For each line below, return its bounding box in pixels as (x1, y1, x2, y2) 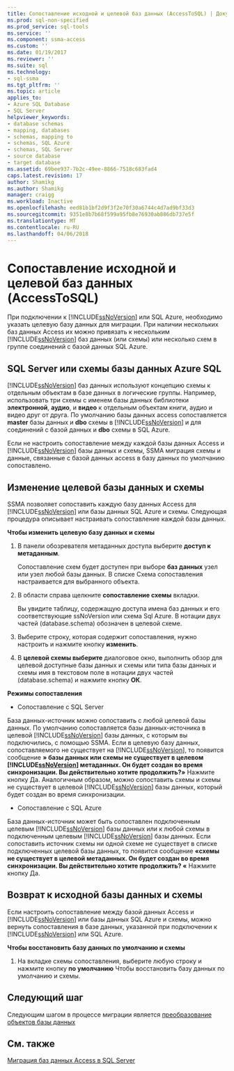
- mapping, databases (7, 127, 70, 134)
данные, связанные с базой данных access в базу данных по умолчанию (7, 454, 225, 462)
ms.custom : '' (7, 42, 49, 49)
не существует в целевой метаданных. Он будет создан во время (7, 854, 210, 862)
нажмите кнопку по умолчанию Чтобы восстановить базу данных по (17, 964, 225, 972)
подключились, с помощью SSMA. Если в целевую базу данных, (7, 738, 201, 746)
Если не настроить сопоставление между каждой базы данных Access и (7, 439, 225, 448)
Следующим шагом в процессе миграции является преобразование (7, 1010, 212, 1019)
